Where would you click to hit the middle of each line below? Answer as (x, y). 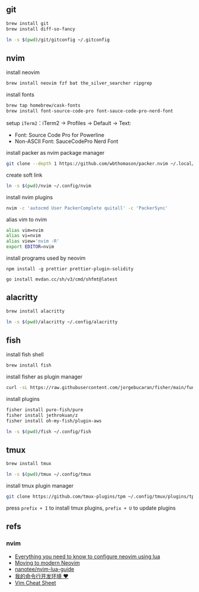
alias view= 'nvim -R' (33, 241)
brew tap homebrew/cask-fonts (44, 106)
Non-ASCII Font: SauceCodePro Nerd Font (66, 141)
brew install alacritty (36, 311)
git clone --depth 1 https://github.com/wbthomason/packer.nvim (87, 163)
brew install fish (29, 365)
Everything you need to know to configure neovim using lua (87, 556)
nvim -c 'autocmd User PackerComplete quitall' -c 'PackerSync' (87, 208)
